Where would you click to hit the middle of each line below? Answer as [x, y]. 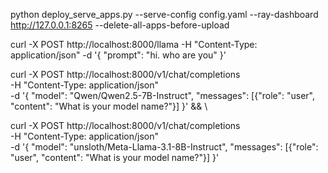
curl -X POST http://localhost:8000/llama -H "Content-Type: [134, 44]
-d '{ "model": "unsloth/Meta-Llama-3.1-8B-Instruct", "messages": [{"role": [164, 147]
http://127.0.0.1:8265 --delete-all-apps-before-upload [120, 25]
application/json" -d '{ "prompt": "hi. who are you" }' [118, 55]
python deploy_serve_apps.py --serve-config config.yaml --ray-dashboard [164, 14]
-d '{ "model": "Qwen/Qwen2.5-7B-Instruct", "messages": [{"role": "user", [163, 95]
